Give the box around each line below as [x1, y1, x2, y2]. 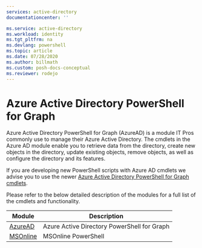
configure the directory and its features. [6, 155, 106, 162]
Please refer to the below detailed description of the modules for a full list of [6, 191, 196, 198]
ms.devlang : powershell [6, 42, 67, 48]
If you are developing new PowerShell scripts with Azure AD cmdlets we [6, 167, 186, 174]
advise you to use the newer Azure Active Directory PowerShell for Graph [6, 173, 189, 180]
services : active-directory [6, 8, 77, 15]
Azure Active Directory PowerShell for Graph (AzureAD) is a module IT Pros [6, 129, 194, 137]
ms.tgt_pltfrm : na [6, 37, 53, 43]
